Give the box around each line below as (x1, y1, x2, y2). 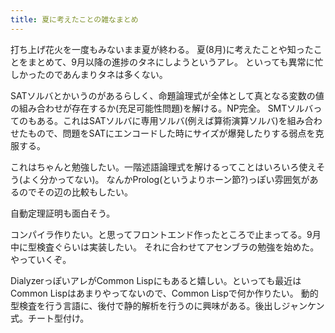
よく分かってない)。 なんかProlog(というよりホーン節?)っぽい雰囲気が (22, 173, 310, 185)
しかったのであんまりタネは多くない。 (10, 68, 168, 80)
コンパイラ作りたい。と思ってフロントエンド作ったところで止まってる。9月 (10, 228, 322, 240)
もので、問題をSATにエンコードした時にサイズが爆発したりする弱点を (27, 127, 316, 139)
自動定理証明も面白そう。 (10, 207, 116, 219)
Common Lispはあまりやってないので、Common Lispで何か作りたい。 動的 (10, 287, 319, 299)
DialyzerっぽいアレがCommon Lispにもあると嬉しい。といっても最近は (10, 274, 302, 286)
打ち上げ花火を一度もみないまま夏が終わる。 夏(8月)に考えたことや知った (10, 43, 314, 55)
